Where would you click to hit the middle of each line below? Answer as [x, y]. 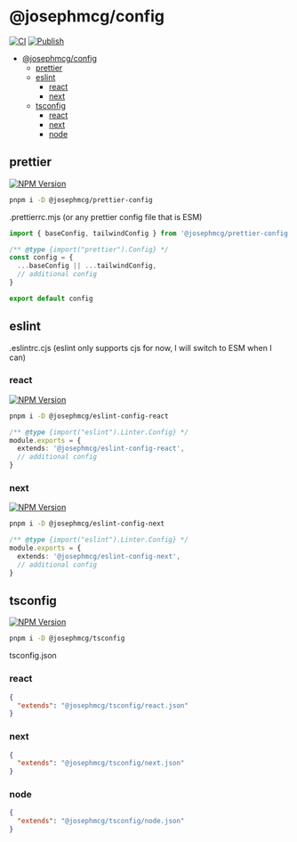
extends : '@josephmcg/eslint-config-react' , [101, 449]
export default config [51, 298]
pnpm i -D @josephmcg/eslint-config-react [89, 416]
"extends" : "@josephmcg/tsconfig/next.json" [101, 764]
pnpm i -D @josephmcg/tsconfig [67, 639]
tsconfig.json [33, 656]
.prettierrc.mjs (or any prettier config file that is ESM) [106, 217]
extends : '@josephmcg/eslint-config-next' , [99, 557]
